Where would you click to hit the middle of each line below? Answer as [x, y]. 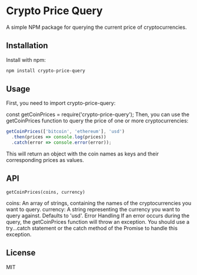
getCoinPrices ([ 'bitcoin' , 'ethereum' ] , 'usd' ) [66, 132]
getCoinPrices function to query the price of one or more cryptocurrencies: [97, 121]
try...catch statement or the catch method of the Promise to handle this [92, 228]
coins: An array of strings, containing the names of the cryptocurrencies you [99, 203]
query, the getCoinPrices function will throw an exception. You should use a [98, 221]
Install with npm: [26, 59]
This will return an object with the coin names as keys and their [82, 154]
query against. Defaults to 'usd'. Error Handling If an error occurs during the [98, 216]
